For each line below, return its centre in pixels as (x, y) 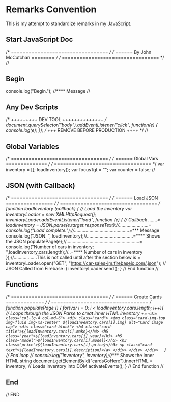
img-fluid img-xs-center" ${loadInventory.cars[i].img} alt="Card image (84, 322)
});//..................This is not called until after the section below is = (73, 257)
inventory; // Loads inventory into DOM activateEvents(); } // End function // (85, 366)
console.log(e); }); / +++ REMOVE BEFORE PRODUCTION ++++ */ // (77, 130)
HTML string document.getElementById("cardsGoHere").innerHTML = (79, 361)
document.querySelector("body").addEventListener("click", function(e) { (82, 125)
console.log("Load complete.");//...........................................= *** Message (83, 230)
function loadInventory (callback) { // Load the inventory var (69, 209)
